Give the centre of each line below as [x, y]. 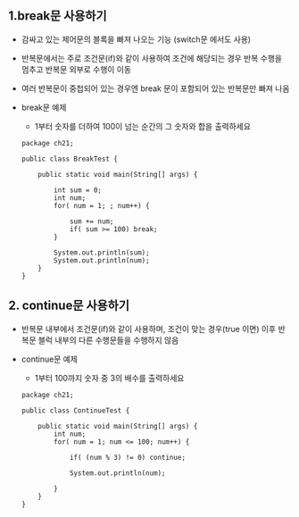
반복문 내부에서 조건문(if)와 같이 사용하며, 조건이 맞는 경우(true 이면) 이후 [149, 329]
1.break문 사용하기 [58, 16]
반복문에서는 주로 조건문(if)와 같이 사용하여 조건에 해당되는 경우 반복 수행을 [152, 58]
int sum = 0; [78, 190]
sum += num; [91, 221]
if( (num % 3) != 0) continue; [128, 457]
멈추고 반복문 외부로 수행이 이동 [76, 69]
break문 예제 [44, 107]
